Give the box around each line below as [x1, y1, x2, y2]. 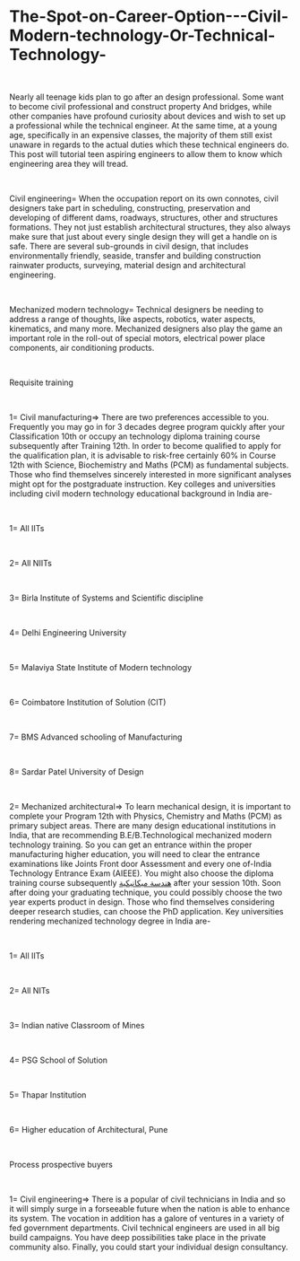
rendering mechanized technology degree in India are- [9, 915, 211, 926]
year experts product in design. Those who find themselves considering [9, 896, 275, 907]
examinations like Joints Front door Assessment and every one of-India [9, 858, 272, 869]
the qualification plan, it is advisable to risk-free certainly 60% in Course [9, 450, 276, 460]
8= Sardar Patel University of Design [9, 766, 145, 777]
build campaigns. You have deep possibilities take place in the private [9, 1231, 267, 1242]
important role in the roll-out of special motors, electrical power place [9, 332, 266, 343]
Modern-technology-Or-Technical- [9, 25, 276, 46]
